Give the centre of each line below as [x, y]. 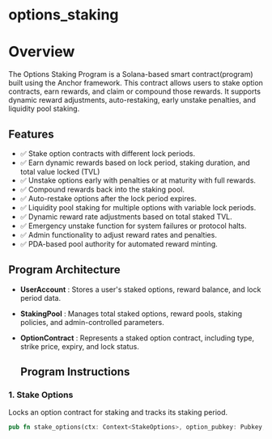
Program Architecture [64, 270]
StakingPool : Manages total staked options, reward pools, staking [131, 314]
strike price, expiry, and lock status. [79, 346]
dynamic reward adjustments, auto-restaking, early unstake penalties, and [132, 100]
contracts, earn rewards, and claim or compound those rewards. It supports [135, 91]
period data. [40, 298]
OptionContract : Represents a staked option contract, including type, [137, 338]
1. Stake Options [41, 395]
